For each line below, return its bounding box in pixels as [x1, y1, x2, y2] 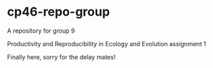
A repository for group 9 [7, 27, 75, 35]
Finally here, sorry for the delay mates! [7, 52, 116, 61]
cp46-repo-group [7, 4, 111, 20]
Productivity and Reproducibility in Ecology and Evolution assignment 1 [7, 39, 207, 48]
